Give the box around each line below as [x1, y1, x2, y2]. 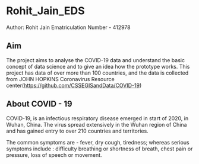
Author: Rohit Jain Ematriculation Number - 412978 [6, 24, 131, 31]
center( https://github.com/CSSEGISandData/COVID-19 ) [6, 82, 142, 89]
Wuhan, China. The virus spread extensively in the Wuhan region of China [6, 121, 187, 128]
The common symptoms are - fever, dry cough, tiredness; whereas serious [6, 139, 189, 146]
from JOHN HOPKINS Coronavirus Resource [6, 75, 115, 82]
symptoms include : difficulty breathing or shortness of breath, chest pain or [6, 145, 193, 152]
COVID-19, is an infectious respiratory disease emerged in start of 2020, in [6, 114, 189, 122]
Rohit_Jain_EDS [6, 4, 85, 18]
